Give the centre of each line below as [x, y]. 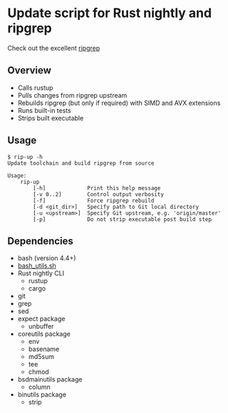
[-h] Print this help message [97, 188]
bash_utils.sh [37, 266]
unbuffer [41, 327]
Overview [30, 70]
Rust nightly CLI [41, 273]
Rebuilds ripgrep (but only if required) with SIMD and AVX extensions [119, 103]
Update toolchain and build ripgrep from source [81, 163]
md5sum [41, 357]
